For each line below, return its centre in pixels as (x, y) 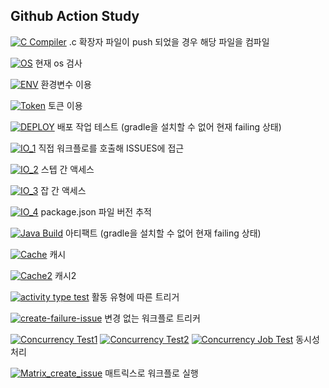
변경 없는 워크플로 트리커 (152, 318)
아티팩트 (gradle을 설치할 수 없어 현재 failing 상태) (163, 233)
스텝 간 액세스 (67, 169)
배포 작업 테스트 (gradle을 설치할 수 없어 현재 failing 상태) (169, 126)
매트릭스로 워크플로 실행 (151, 373)
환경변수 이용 (66, 84)
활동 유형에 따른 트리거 (135, 296)
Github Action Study (75, 16)
